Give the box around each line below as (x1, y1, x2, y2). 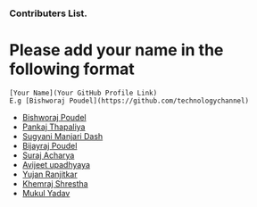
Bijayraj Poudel (21, 140, 78, 151)
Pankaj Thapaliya (21, 121, 86, 132)
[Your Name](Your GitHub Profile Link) (9, 88, 158, 97)
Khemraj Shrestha (21, 178, 88, 189)
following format (9, 59, 136, 79)
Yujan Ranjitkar (21, 169, 78, 179)
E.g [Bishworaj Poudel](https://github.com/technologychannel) (9, 96, 250, 105)
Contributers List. (9, 7, 87, 20)
